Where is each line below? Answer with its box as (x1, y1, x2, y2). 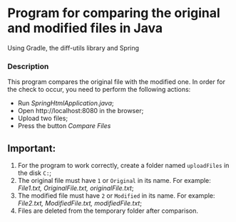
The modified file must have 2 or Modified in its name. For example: (17, 191, 215, 200)
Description (7, 61, 49, 71)
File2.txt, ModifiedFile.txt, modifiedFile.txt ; (17, 199, 143, 208)
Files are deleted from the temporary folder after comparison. (17, 206, 198, 215)
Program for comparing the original (7, 5, 221, 21)
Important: (7, 142, 56, 154)
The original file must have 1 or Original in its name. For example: (17, 176, 212, 185)
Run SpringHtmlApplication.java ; (17, 99, 114, 107)
